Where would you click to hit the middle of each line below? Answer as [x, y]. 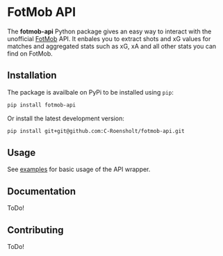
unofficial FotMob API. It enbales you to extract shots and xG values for [109, 38]
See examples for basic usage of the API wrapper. [79, 169]
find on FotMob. [30, 54]
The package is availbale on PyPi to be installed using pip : [90, 92]
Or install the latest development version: [66, 118]
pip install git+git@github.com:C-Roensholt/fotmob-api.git [96, 131]
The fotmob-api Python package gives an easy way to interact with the [109, 31]
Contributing [35, 230]
